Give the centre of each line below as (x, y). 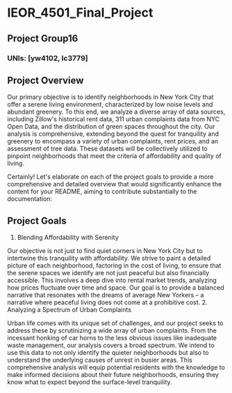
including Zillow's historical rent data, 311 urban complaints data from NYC (114, 119)
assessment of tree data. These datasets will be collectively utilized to (107, 149)
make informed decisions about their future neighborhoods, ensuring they (113, 375)
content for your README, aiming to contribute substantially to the (102, 191)
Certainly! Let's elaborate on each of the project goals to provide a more (110, 177)
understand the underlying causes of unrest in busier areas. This (100, 360)
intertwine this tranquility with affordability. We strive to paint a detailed (109, 259)
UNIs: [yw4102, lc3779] (48, 58)
